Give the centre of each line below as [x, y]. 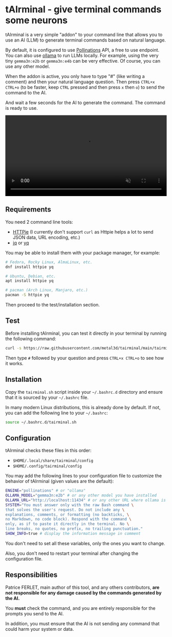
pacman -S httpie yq [27, 295]
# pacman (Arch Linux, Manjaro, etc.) [47, 290]
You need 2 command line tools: [39, 222]
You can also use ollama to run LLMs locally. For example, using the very [82, 55]
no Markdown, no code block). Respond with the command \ [68, 519]
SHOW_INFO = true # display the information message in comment [73, 534]
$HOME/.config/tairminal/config [47, 466]
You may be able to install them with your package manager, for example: [83, 253]
